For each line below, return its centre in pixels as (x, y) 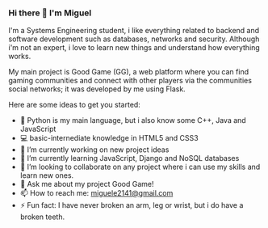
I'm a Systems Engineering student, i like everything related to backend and (134, 31)
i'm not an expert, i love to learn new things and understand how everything (134, 48)
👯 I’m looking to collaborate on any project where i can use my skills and (140, 167)
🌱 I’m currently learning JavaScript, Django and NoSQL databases (130, 158)
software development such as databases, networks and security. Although (134, 39)
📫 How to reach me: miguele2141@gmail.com (96, 193)
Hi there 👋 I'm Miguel (50, 13)
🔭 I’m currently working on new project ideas (94, 150)
